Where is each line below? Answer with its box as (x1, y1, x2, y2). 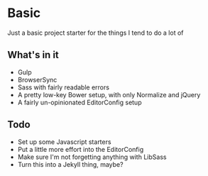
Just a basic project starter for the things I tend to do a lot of (7, 28, 184, 37)
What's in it (7, 49, 59, 61)
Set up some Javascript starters (17, 137, 111, 146)
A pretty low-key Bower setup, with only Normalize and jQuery (17, 90, 201, 99)
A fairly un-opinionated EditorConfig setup (17, 98, 142, 106)
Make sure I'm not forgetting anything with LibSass (17, 153, 167, 161)
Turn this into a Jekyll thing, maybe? (17, 160, 124, 168)
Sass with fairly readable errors (17, 83, 110, 92)
